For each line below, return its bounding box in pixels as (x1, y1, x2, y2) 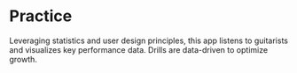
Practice (9, 6, 73, 26)
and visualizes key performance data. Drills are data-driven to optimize (9, 44, 269, 55)
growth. (9, 54, 38, 64)
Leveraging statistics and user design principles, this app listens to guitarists (9, 35, 288, 46)
